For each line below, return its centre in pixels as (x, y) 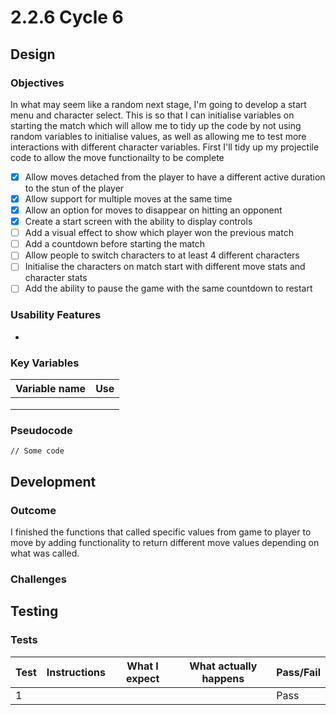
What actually (223, 666)
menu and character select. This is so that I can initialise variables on (152, 115)
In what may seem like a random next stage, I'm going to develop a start (158, 104)
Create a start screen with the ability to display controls (138, 222)
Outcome (33, 510)
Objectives (37, 83)
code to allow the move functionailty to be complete (117, 157)
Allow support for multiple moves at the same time (128, 198)
